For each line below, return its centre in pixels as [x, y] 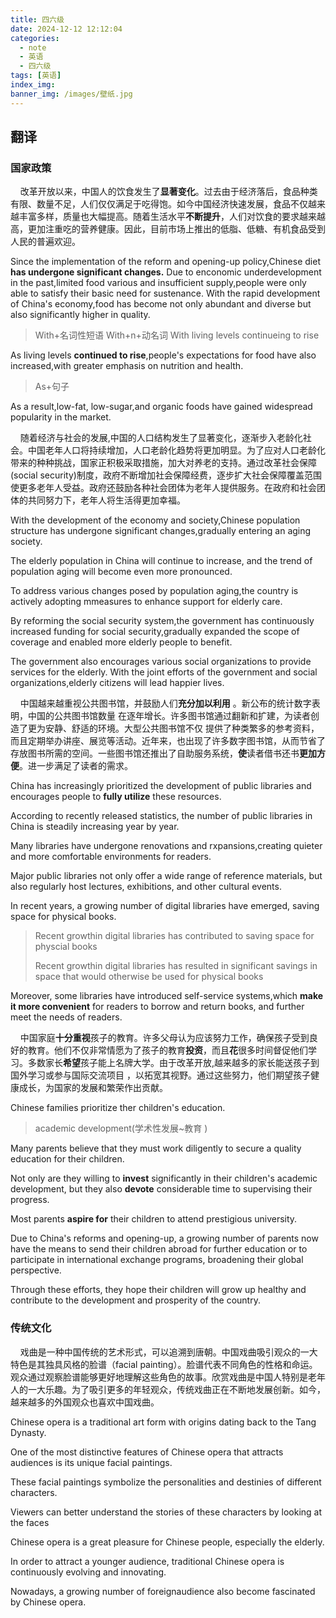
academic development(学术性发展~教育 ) [121, 1128]
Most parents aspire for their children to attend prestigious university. [154, 1219]
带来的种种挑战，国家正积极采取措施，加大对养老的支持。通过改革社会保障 [163, 463]
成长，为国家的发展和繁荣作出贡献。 [93, 1088]
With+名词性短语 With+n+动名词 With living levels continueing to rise [177, 335]
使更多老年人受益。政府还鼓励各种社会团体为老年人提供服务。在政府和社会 [163, 488]
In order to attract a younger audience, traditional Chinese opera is [147, 1561]
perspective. [36, 1270]
